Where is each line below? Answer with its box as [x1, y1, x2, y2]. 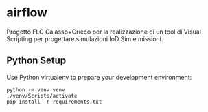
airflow [6, 5, 48, 21]
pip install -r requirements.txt [6, 98, 102, 105]
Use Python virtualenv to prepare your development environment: [6, 73, 192, 81]
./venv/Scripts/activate [6, 92, 78, 99]
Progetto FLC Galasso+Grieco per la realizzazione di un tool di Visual [6, 27, 202, 36]
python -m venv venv [6, 86, 66, 93]
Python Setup [6, 55, 67, 67]
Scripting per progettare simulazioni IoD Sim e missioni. [6, 34, 163, 43]
